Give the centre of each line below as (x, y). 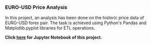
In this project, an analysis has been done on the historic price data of (75, 18)
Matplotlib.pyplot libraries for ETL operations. (50, 28)
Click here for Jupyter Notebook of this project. (54, 37)
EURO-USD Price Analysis (36, 7)
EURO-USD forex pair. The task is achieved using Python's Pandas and (76, 23)
